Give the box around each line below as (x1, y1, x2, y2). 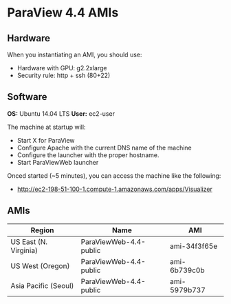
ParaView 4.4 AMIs (7, 5, 119, 21)
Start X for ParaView (16, 136, 75, 144)
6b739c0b (169, 265, 205, 275)
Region (30, 225, 54, 235)
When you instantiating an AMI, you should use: (7, 50, 142, 59)
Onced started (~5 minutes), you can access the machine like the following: (7, 171, 221, 180)
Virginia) (10, 245, 38, 255)
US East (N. (10, 236, 48, 246)
